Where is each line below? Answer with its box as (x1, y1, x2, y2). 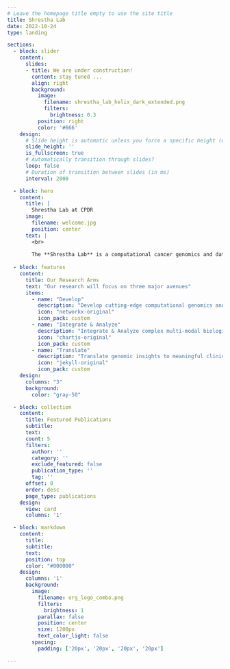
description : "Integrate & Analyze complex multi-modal (37, 327, 201, 334)
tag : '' (31, 474, 53, 481)
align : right (31, 79, 69, 86)
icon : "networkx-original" (37, 309, 115, 316)
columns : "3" (25, 378, 63, 386)
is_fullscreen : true (25, 150, 84, 157)
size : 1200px (37, 626, 75, 633)
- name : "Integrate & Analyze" (31, 321, 121, 328)
